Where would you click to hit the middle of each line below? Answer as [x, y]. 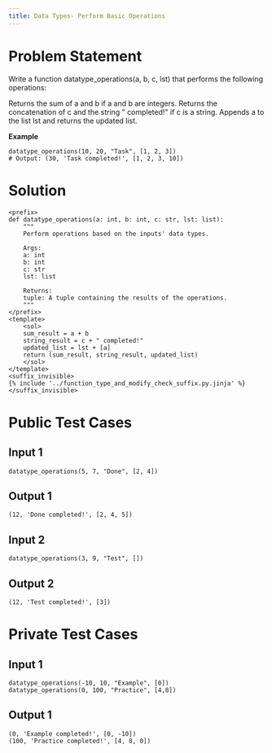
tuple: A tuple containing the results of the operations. [125, 298]
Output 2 [31, 583]
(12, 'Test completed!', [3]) [60, 602]
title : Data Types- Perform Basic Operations [87, 16]
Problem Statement [75, 56]
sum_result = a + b [56, 333]
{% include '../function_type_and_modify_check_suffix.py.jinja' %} [127, 383]
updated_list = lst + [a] [67, 348]
